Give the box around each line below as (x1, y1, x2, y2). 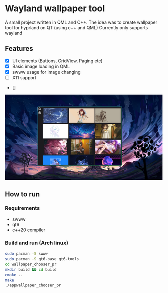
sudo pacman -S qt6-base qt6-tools (5, 257, 79, 262)
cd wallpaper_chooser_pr (5, 262, 57, 267)
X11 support (12, 74, 36, 80)
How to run (5, 190, 40, 198)
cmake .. (5, 272, 23, 277)
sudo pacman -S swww (5, 251, 48, 256)
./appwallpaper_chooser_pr (5, 283, 61, 288)
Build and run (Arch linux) (5, 239, 69, 246)
